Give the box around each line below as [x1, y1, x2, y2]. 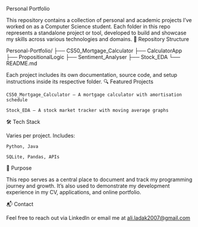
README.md [6, 60, 37, 67]
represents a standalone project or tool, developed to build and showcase [6, 29, 187, 36]
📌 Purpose [6, 164, 32, 172]
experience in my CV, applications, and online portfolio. [6, 189, 142, 195]
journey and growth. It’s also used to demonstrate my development [6, 182, 170, 189]
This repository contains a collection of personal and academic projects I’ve [6, 17, 192, 23]
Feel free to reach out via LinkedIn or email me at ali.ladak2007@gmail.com [6, 214, 190, 221]
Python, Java [6, 144, 39, 150]
